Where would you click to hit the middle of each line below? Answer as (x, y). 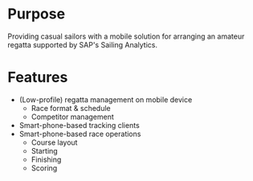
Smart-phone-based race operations (80, 134)
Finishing (46, 159)
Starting (44, 150)
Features (38, 78)
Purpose (37, 14)
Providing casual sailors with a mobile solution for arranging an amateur (126, 36)
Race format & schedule (71, 108)
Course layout (54, 142)
